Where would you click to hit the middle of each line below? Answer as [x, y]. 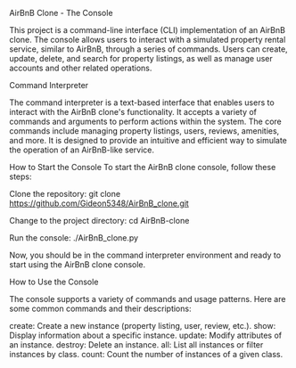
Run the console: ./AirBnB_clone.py [74, 238]
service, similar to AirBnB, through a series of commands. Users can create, [148, 49]
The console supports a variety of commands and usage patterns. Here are [148, 299]
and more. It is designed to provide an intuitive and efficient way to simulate [148, 140]
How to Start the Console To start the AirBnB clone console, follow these [143, 167]
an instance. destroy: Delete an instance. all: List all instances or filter [136, 345]
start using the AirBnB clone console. [78, 265]
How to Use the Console [54, 282]
